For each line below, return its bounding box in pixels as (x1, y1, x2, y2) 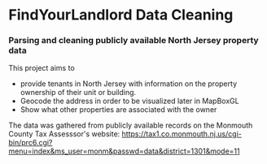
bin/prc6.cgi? (8, 138, 53, 148)
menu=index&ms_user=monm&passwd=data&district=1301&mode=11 (8, 146, 240, 156)
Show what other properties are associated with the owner (20, 105, 217, 114)
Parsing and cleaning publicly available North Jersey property (8, 35, 259, 46)
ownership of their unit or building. (20, 88, 137, 97)
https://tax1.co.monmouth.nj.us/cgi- (121, 129, 242, 139)
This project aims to (8, 63, 75, 73)
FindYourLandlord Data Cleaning (8, 6, 234, 24)
